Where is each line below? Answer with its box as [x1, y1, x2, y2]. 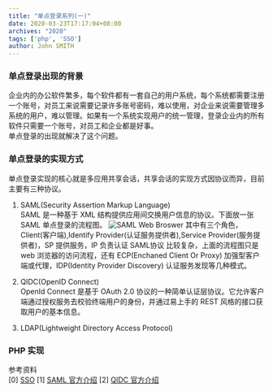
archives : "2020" [8, 27, 67, 35]
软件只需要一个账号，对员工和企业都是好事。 [8, 121, 158, 131]
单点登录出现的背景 [8, 71, 84, 82]
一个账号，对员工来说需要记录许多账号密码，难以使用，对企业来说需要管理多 [8, 101, 265, 111]
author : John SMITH [8, 42, 75, 50]
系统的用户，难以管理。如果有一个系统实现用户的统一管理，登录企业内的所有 [8, 111, 265, 120]
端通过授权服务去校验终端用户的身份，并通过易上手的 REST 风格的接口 [19, 296, 257, 306]
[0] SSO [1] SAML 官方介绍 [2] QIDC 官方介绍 [8, 375, 159, 385]
